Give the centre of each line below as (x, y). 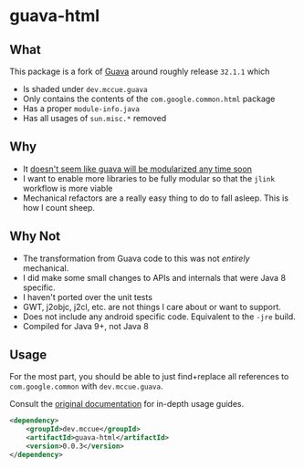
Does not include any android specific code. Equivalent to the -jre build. (159, 317)
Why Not (35, 237)
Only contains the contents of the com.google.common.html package (149, 99)
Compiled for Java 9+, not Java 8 (85, 326)
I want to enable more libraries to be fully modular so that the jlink (149, 178)
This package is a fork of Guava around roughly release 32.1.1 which (140, 71)
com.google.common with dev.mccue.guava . (86, 386)
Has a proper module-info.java (81, 109)
